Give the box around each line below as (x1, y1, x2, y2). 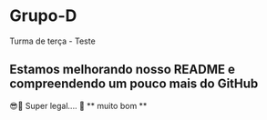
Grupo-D (9, 5, 77, 26)
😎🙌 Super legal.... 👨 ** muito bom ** (9, 100, 148, 111)
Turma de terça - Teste (9, 35, 96, 46)
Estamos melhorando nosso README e (9, 62, 235, 77)
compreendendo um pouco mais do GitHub (9, 76, 259, 92)
